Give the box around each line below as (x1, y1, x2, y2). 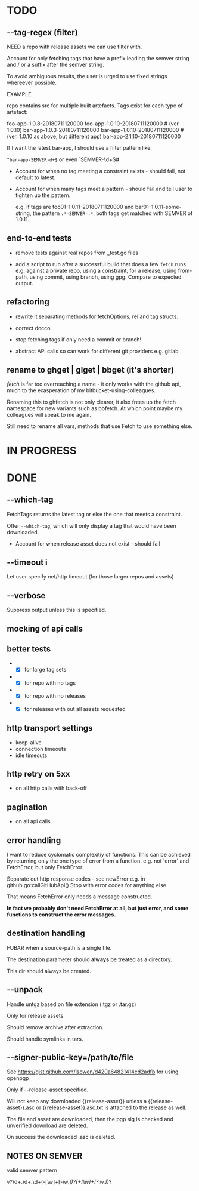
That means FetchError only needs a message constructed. (7, 893, 153, 900)
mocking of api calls (7, 623, 83, 633)
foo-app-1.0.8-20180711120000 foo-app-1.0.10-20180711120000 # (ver (7, 120, 179, 127)
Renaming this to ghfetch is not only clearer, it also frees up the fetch (7, 398, 176, 406)
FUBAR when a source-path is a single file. (7, 944, 112, 951)
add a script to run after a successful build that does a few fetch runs (15, 260, 186, 267)
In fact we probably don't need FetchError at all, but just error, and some (7, 904, 189, 912)
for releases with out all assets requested (24, 705, 126, 712)
